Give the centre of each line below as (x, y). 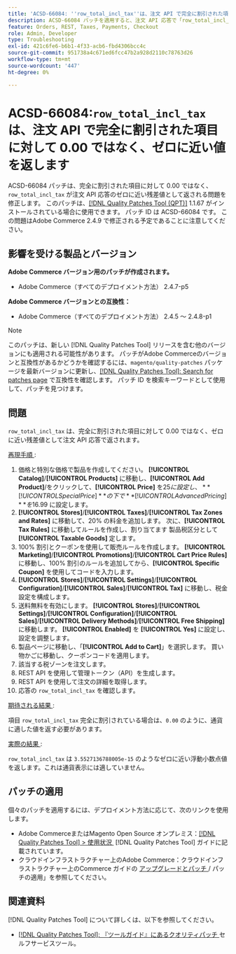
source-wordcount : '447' (44, 66)
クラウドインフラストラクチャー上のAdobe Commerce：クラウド (112, 860)
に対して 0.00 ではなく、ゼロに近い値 (117, 147)
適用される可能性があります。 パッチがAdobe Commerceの (117, 353)
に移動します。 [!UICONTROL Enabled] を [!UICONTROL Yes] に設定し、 (123, 629)
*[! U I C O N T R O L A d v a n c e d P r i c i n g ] (179, 496)
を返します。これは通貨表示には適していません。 (78, 768)
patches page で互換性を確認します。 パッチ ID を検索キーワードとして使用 (117, 380)
